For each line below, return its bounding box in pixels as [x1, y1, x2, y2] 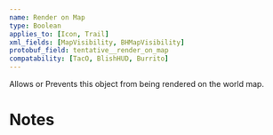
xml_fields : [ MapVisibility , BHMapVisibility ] [9, 37, 185, 47]
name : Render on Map [9, 12, 86, 22]
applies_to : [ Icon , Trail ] [9, 29, 109, 38]
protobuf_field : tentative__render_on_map [9, 46, 169, 55]
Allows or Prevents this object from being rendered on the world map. [9, 79, 265, 89]
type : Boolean [9, 21, 62, 30]
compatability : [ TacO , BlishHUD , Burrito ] [9, 54, 169, 63]
